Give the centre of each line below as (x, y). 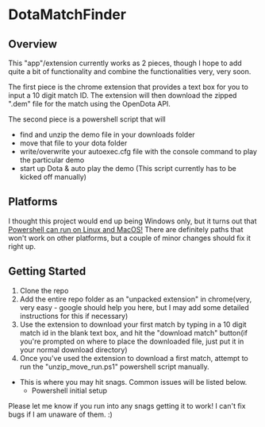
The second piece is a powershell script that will (87, 119)
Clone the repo (44, 290)
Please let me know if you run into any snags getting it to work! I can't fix (127, 406)
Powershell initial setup (69, 390)
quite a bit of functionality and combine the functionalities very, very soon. (130, 72)
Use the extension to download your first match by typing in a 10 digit (133, 324)
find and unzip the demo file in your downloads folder (108, 134)
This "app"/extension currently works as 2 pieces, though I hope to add (125, 63)
